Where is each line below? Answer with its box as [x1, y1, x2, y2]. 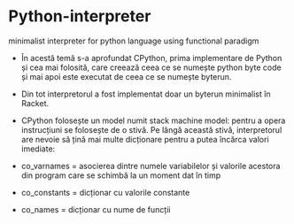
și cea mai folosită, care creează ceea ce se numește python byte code [20, 62, 282, 73]
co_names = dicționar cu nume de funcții [20, 204, 171, 214]
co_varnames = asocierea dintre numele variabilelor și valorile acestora [20, 160, 281, 171]
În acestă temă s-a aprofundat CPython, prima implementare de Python [20, 52, 282, 63]
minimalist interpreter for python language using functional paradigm [8, 35, 259, 46]
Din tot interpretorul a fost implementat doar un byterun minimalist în [20, 89, 271, 99]
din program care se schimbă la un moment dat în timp [20, 170, 221, 181]
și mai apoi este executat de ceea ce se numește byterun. [20, 71, 232, 81]
